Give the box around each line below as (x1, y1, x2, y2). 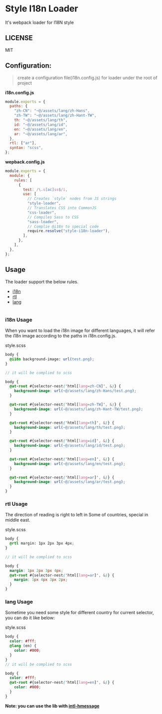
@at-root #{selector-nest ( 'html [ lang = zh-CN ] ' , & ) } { (9, 384, 121, 389)
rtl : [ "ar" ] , (9, 141, 37, 146)
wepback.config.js (5, 159, 45, 165)
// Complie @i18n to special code (27, 224, 99, 229)
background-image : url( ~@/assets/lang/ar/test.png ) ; (14, 479, 126, 484)
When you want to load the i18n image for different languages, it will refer (5, 327, 156, 333)
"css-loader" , (27, 210, 57, 215)
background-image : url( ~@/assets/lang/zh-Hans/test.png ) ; (14, 389, 137, 394)
